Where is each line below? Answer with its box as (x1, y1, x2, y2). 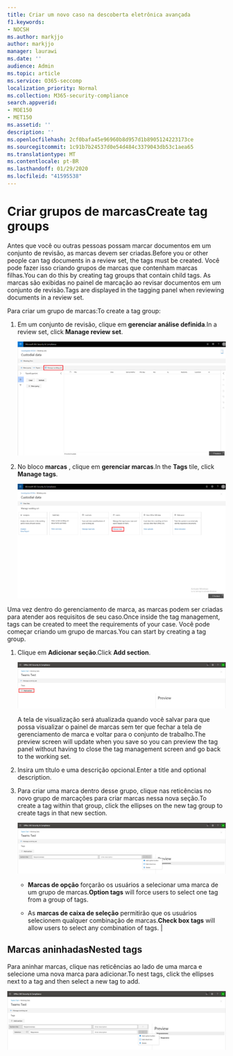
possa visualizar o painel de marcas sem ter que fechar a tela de (17, 723, 202, 731)
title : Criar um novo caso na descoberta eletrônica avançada (7, 11, 191, 18)
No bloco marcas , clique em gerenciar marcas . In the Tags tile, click (17, 462, 215, 471)
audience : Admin (7, 63, 54, 70)
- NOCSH (7, 26, 30, 33)
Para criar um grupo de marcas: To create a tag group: (7, 306, 161, 315)
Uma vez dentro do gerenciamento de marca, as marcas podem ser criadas (7, 605, 223, 613)
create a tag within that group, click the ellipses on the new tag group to (17, 801, 223, 810)
